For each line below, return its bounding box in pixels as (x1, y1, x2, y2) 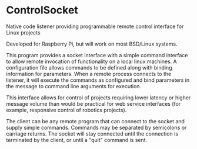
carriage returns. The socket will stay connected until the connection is (6, 130, 178, 137)
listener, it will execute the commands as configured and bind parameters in (6, 77, 190, 84)
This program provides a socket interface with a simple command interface (6, 51, 188, 58)
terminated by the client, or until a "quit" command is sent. (6, 136, 148, 143)
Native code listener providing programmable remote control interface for (6, 23, 184, 30)
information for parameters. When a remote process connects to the (6, 70, 172, 77)
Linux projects (6, 29, 41, 36)
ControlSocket (6, 4, 78, 17)
